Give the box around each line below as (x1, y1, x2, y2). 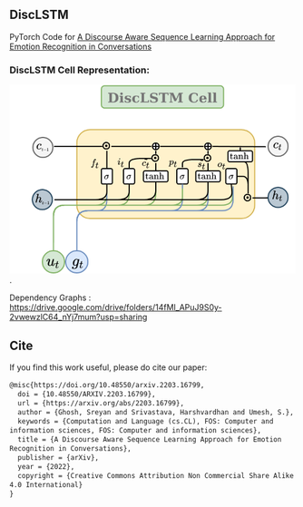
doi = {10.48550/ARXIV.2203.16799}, (17, 390, 156, 399)
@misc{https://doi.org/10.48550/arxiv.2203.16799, (9, 381, 205, 390)
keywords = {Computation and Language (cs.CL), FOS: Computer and (17, 417, 274, 426)
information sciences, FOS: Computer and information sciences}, (9, 426, 261, 435)
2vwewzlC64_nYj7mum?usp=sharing (9, 312, 148, 323)
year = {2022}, (17, 463, 75, 472)
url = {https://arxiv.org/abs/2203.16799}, (17, 399, 184, 408)
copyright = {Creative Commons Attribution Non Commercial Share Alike (17, 472, 295, 481)
